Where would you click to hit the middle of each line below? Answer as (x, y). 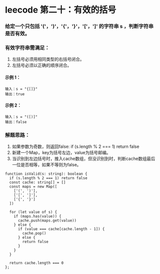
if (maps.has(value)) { (38, 216)
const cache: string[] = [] (38, 182)
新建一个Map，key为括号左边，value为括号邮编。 (61, 153)
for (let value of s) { (33, 212)
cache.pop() (35, 233)
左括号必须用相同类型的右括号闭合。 (48, 59)
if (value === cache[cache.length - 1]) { (61, 229)
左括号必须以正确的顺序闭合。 (42, 65)
